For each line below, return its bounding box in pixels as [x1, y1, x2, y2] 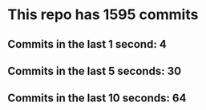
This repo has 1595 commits [7, 6, 199, 24]
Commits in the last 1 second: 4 [7, 37, 168, 51]
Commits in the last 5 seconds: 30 [7, 64, 182, 77]
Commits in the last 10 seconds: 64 [7, 92, 187, 105]
